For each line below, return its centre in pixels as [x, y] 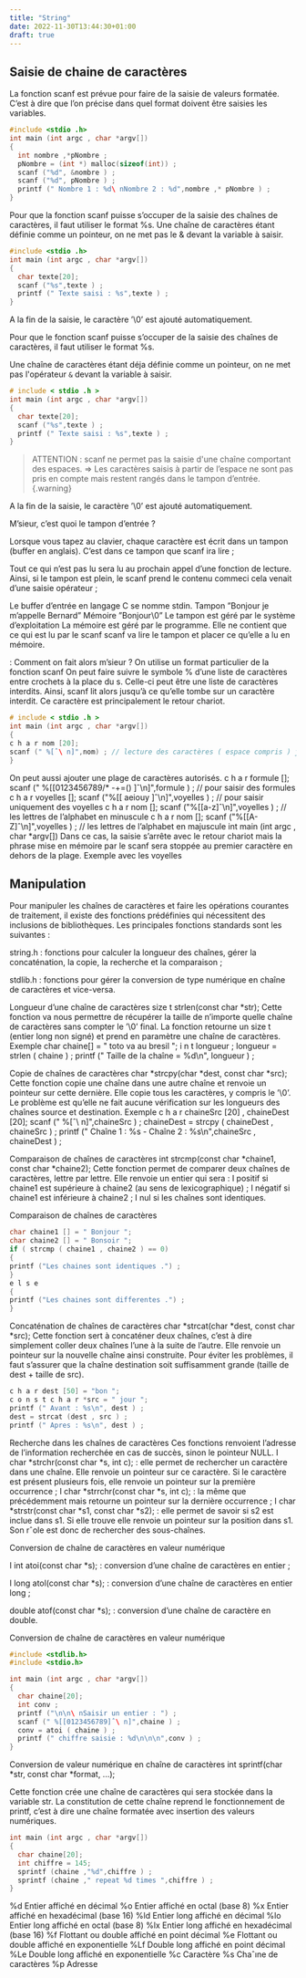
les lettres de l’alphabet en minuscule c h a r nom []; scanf [118, 817]
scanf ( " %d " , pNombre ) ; [67, 181]
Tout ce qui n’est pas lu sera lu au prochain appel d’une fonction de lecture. [150, 569]
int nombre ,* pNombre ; [62, 155]
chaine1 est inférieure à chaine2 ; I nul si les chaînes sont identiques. [138, 1198]
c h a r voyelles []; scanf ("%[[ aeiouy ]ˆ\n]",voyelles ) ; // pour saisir [137, 797]
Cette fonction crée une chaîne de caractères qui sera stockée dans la [141, 1792]
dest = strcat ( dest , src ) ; [69, 1416]
